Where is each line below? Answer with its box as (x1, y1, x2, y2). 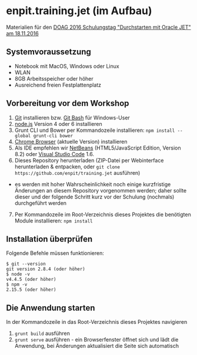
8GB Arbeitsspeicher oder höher (14, 75, 94, 82)
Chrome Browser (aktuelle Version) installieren (14, 138, 128, 145)
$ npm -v (6, 281, 28, 288)
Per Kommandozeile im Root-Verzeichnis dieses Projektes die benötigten (14, 211, 191, 218)
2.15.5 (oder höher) (6, 287, 57, 293)
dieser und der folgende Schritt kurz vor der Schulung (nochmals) (14, 193, 175, 200)
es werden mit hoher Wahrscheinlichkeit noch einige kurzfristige (14, 181, 171, 188)
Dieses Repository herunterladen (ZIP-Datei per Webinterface (14, 157, 164, 164)
